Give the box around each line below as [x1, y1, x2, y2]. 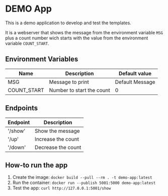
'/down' [8, 143, 26, 151]
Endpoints [5, 104, 38, 113]
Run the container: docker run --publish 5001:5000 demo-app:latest [12, 180, 156, 186]
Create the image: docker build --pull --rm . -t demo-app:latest [12, 174, 152, 180]
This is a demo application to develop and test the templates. [5, 20, 132, 26]
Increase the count [34, 135, 79, 142]
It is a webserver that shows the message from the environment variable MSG [5, 29, 163, 35]
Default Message [115, 78, 155, 85]
